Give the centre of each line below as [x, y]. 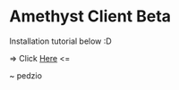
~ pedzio [26, 75]
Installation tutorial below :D [60, 41]
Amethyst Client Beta [90, 16]
